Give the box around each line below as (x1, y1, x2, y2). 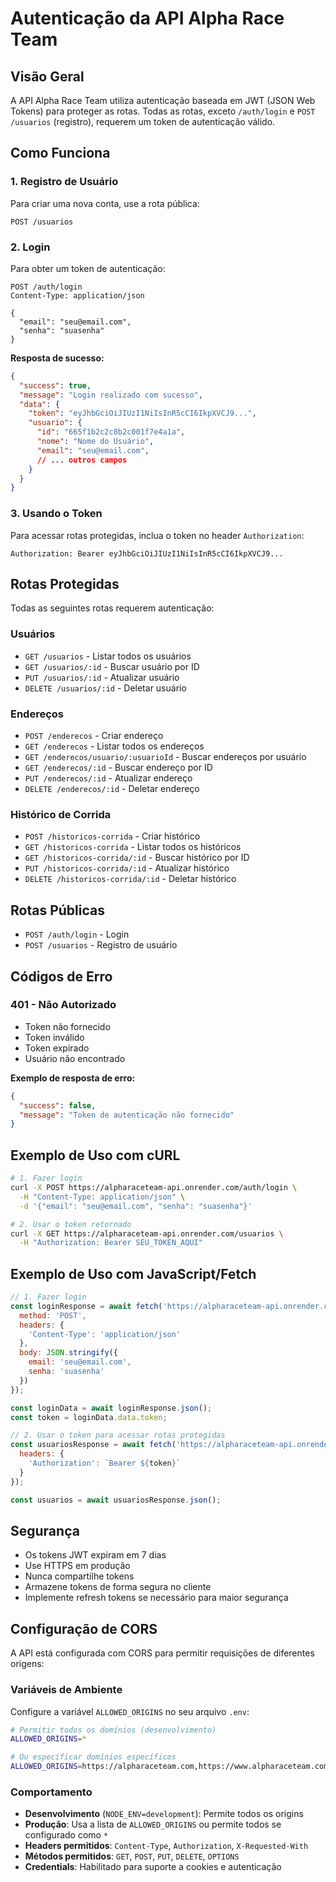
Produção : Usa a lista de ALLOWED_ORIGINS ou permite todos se (24, 1818, 282, 1831)
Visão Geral (10, 68, 85, 85)
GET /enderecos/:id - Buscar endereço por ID (24, 762, 213, 774)
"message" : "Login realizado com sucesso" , (19, 390, 203, 400)
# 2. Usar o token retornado (10, 1219, 132, 1229)
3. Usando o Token (10, 507, 103, 521)
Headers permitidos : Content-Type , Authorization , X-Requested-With (24, 1840, 309, 1852)
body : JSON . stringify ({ (19, 1348, 118, 1358)
